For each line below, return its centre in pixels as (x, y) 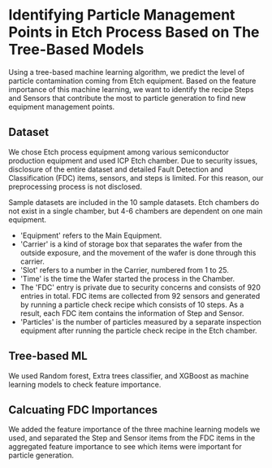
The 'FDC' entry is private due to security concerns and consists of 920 (140, 287)
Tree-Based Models (76, 50)
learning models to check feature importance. (85, 384)
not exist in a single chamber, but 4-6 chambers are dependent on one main (136, 211)
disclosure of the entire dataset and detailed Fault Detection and (116, 169)
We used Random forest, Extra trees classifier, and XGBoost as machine (129, 375)
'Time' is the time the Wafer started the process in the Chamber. (127, 278)
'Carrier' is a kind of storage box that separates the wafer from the (131, 244)
